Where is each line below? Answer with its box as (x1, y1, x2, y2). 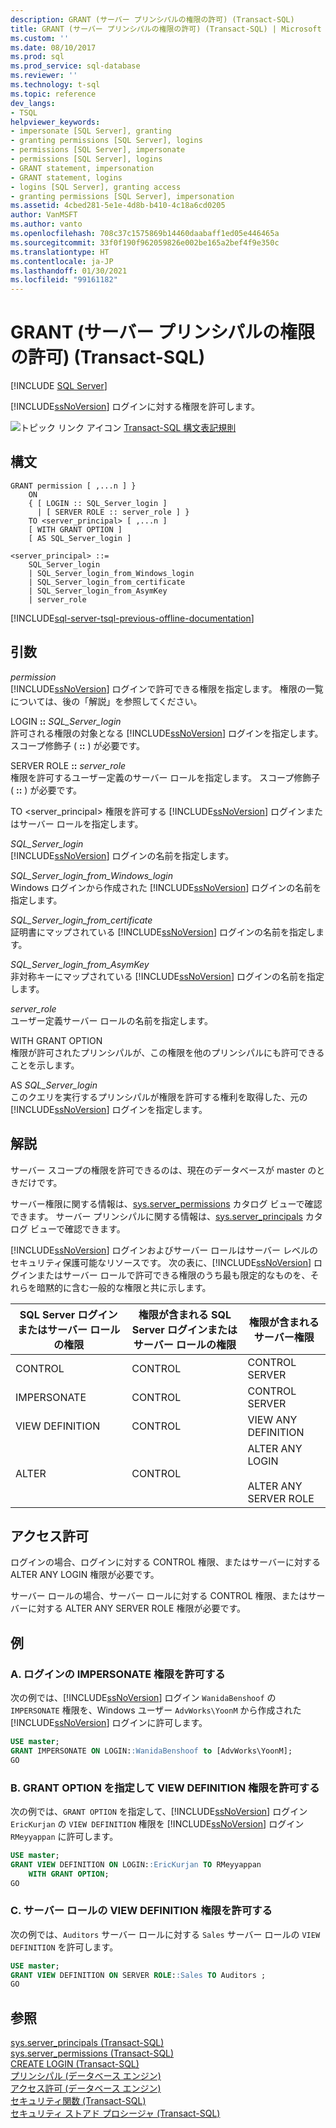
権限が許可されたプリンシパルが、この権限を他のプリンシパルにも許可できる (10, 1046, 325, 1058)
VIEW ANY (247, 1412, 298, 1426)
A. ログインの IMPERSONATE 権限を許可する (10, 1667, 226, 1681)
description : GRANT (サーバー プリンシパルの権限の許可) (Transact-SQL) (10, 14, 295, 25)
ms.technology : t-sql (10, 80, 101, 90)
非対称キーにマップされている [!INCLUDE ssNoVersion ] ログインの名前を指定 (10, 970, 325, 982)
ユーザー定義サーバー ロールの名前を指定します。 (10, 1014, 214, 1026)
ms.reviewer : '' (10, 71, 78, 81)
